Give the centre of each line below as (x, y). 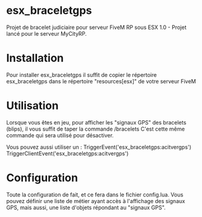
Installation (35, 58)
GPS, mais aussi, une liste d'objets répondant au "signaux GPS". (86, 207)
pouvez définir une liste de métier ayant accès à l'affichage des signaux (96, 201)
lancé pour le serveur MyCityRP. (47, 33)
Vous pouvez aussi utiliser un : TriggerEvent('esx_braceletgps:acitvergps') (99, 147)
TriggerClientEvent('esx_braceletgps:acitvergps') (67, 153)
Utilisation (32, 106)
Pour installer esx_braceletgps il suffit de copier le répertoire (82, 75)
